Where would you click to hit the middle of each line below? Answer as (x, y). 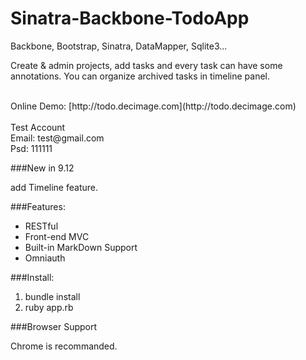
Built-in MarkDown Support (81, 247)
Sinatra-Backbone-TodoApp (130, 18)
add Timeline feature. (54, 187)
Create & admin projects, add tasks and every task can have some (146, 65)
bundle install (52, 296)
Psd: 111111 (31, 148)
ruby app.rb (49, 307)
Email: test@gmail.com (57, 138)
